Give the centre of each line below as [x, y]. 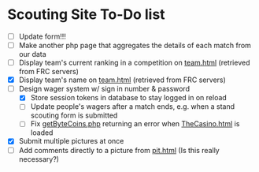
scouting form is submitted [74, 115]
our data [32, 54]
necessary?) [39, 159]
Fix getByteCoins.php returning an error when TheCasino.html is [135, 124]
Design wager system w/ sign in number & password [104, 89]
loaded [42, 133]
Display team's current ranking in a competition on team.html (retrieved [134, 63]
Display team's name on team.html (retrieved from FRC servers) [122, 80]
